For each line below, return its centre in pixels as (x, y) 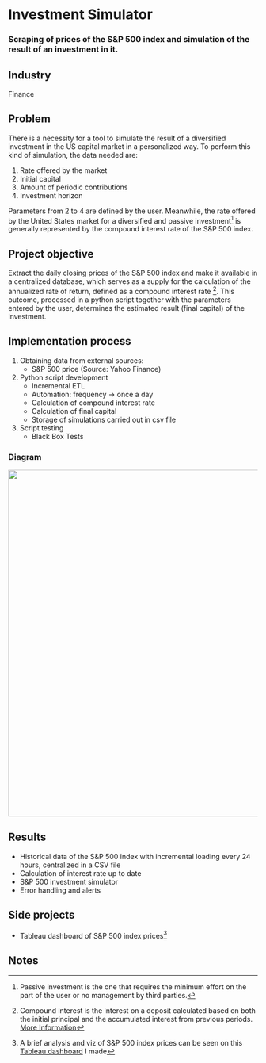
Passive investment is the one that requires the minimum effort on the (133, 987)
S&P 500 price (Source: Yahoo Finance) (96, 369)
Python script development (64, 377)
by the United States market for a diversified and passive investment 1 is (125, 220)
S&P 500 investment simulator (69, 881)
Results (27, 837)
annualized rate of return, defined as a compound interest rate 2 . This (122, 291)
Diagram (25, 457)
